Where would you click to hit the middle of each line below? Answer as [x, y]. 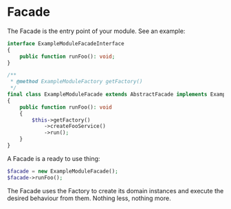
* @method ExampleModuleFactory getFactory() [76, 82]
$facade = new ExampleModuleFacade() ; [63, 171]
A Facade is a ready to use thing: [54, 158]
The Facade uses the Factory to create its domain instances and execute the [115, 190]
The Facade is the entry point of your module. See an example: [96, 31]
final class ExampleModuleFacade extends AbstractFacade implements [107, 95]
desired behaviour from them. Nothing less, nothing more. [89, 198]
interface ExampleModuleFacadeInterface [66, 43]
